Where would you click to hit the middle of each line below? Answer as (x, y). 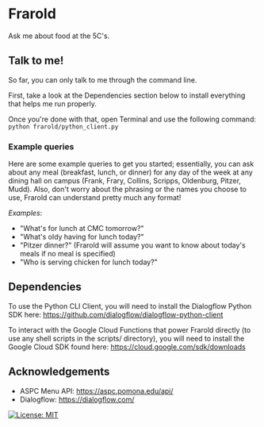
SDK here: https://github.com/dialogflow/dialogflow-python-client (116, 314)
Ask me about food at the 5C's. (59, 36)
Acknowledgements (59, 372)
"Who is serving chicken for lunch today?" (89, 262)
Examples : (25, 213)
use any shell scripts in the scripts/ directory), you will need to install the (126, 338)
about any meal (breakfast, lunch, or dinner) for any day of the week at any (131, 172)
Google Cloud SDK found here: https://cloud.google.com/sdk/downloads (127, 347)
